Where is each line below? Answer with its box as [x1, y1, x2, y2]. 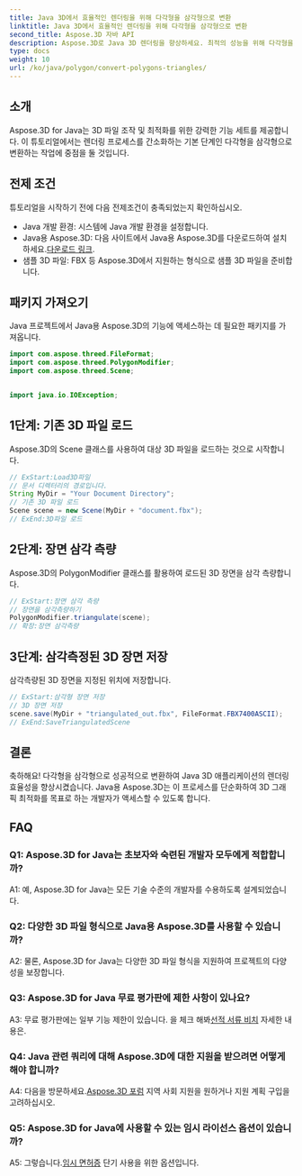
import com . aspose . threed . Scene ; [9, 367, 135, 376]
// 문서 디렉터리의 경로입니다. [9, 481, 108, 490]
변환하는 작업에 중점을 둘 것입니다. [9, 147, 129, 158]
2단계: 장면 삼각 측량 [9, 542, 117, 557]
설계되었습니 [242, 884, 288, 895]
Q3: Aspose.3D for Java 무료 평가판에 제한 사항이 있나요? [9, 992, 251, 1005]
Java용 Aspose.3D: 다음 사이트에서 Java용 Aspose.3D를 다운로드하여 [22, 232, 271, 243]
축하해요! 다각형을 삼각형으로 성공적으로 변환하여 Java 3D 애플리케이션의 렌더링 [9, 770, 289, 781]
